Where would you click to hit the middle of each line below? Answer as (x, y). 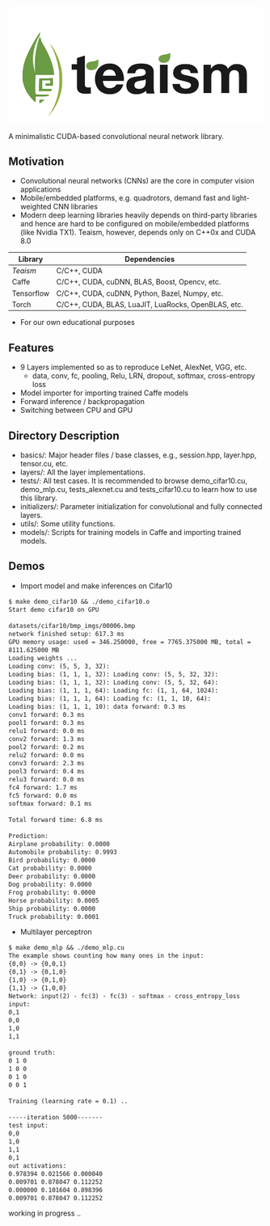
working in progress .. (45, 1213)
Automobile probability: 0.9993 (63, 852)
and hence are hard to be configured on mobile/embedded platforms (135, 224)
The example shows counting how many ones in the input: (106, 955)
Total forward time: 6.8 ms (56, 819)
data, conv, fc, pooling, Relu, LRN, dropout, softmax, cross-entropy (143, 376)
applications (40, 190)
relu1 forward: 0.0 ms (46, 731)
